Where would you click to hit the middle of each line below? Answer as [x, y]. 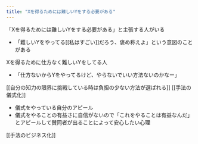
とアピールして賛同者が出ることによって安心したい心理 [83, 122]
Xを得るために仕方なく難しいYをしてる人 [57, 62]
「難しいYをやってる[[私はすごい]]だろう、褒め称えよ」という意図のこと [104, 42]
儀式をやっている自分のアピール [54, 107]
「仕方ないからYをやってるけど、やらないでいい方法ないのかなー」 [97, 74]
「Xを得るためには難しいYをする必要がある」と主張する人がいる [86, 29]
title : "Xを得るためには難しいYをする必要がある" [61, 12]
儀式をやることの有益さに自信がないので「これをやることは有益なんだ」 [103, 115]
